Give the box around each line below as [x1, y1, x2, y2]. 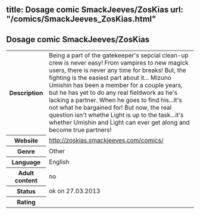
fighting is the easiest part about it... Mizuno [48, 74, 171, 82]
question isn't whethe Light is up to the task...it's [48, 111, 184, 119]
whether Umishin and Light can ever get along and [48, 119, 190, 127]
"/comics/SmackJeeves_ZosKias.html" [6, 14, 157, 24]
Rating [17, 198, 36, 206]
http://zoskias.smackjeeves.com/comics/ [48, 136, 164, 144]
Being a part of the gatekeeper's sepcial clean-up [48, 51, 189, 60]
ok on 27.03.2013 [48, 187, 101, 195]
